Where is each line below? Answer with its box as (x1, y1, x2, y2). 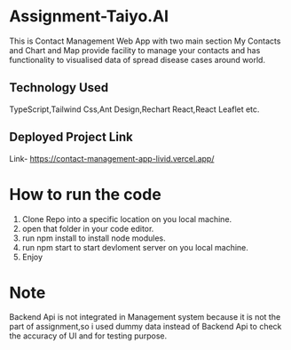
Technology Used (9, 80, 109, 95)
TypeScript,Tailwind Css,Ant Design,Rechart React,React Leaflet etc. (9, 104, 260, 115)
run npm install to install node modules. (21, 233, 166, 243)
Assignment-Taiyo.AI (9, 6, 169, 27)
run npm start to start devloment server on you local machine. (21, 242, 248, 252)
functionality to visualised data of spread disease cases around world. (9, 54, 266, 65)
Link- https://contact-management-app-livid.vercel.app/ (9, 153, 215, 163)
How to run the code (9, 184, 161, 204)
